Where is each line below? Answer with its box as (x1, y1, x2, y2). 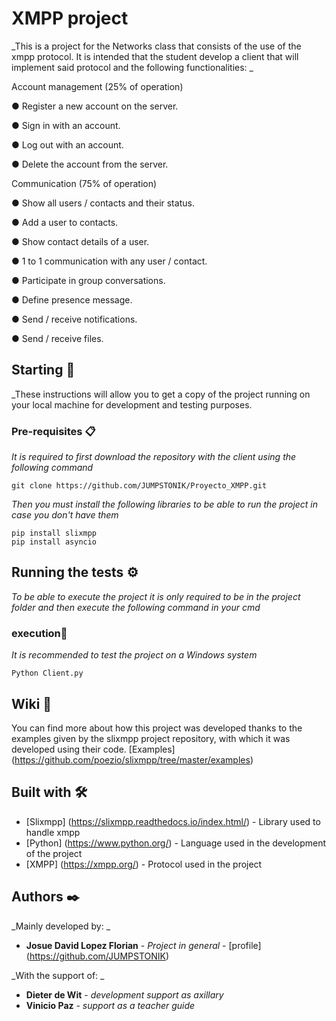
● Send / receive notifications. (11, 313, 138, 325)
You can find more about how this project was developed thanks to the (11, 722, 303, 734)
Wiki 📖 (11, 695, 53, 712)
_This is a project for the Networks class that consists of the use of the (11, 40, 302, 52)
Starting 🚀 (11, 362, 76, 379)
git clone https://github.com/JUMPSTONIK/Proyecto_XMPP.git (11, 481, 268, 491)
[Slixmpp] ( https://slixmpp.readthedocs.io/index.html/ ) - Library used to (25, 815, 321, 827)
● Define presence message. (11, 293, 133, 306)
